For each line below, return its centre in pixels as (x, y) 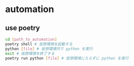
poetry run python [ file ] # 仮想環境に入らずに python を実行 (67, 58)
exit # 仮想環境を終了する (30, 53)
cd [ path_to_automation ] (31, 39)
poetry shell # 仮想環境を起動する (39, 44)
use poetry (23, 28)
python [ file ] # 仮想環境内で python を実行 (49, 49)
